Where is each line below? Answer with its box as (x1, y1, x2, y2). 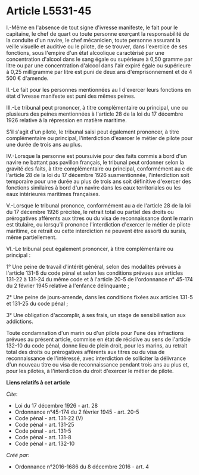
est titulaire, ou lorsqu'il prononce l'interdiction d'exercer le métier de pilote (6, 221, 191, 228)
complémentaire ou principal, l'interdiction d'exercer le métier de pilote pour (6, 134, 193, 141)
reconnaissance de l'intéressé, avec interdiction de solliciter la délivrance (6, 355, 186, 362)
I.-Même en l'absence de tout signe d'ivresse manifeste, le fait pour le (6, 24, 178, 31)
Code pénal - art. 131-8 (14, 433, 71, 440)
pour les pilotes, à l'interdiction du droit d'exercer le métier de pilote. (6, 367, 174, 374)
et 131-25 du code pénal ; (6, 300, 69, 307)
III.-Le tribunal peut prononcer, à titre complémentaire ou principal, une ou (6, 104, 188, 111)
